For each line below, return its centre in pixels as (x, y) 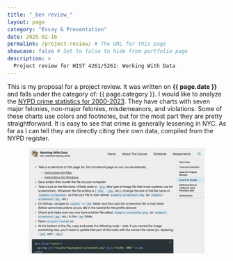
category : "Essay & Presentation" (57, 29)
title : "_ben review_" (40, 15)
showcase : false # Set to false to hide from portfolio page (98, 51)
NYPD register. (29, 138)
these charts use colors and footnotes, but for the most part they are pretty (115, 116)
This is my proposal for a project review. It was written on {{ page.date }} (112, 86)
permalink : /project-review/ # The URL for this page (87, 44)
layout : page (26, 22)
